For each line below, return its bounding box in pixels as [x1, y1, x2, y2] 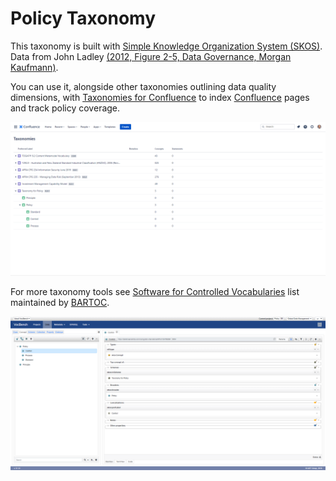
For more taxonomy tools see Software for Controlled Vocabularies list [10, 286, 300, 298]
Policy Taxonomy [10, 7, 156, 30]
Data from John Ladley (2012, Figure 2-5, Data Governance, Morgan [10, 50, 292, 62]
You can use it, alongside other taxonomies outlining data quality [10, 80, 277, 92]
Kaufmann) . [10, 61, 59, 73]
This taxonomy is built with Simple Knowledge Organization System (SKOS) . [10, 40, 323, 52]
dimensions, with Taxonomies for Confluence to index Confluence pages [10, 91, 310, 103]
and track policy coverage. [10, 102, 121, 114]
